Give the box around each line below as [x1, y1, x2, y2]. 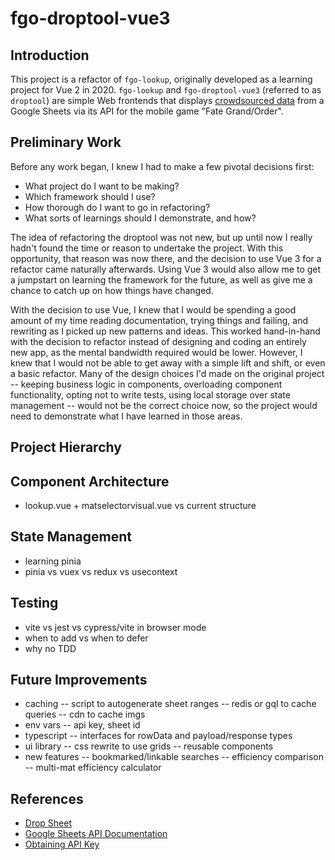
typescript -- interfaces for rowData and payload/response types [24, 730, 293, 742]
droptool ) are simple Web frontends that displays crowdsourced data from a [10, 95, 325, 106]
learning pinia [24, 555, 82, 567]
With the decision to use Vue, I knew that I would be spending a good [10, 303, 297, 316]
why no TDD [24, 642, 77, 654]
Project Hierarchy [10, 439, 122, 456]
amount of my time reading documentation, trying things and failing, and [10, 314, 309, 326]
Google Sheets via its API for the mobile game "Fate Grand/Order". [10, 105, 284, 117]
